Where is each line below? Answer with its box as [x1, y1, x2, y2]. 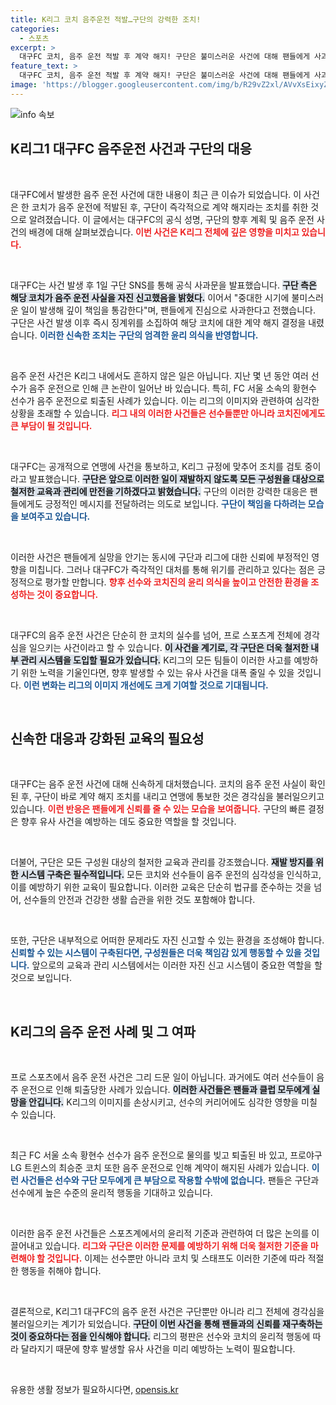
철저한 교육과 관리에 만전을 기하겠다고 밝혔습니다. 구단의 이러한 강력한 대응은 [10, 485, 308, 497]
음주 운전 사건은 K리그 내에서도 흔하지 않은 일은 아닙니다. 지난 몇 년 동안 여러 [10, 369, 309, 381]
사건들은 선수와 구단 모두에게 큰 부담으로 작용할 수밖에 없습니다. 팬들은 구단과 [20, 1174, 320, 1186]
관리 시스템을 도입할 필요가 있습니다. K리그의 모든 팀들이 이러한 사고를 [20, 654, 292, 666]
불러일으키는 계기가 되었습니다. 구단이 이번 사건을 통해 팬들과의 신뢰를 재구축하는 [10, 1318, 323, 1330]
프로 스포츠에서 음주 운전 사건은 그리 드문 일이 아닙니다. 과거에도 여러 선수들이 [10, 1071, 315, 1083]
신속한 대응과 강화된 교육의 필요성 [10, 730, 205, 747]
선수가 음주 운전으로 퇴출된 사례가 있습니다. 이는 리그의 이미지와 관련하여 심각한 [10, 394, 320, 406]
